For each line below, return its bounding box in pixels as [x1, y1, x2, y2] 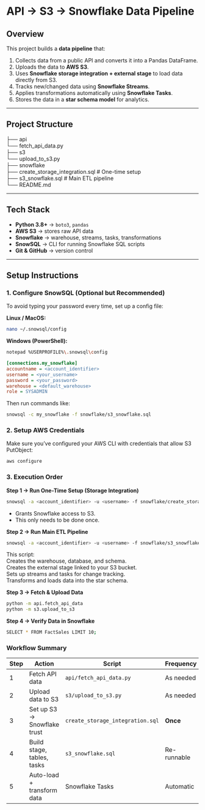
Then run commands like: [6, 400, 70, 407]
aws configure [6, 458, 43, 465]
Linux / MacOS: [6, 314, 46, 322]
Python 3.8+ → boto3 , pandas [15, 220, 89, 228]
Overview [6, 29, 45, 39]
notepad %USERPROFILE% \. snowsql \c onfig [6, 349, 108, 356]
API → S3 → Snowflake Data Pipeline [6, 4, 195, 18]
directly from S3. [15, 77, 57, 83]
